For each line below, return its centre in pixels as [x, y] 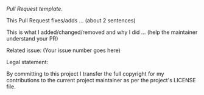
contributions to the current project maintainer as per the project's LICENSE [101, 80]
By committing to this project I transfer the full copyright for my [85, 74]
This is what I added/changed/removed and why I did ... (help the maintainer [102, 32]
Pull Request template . [34, 9]
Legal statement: [27, 62]
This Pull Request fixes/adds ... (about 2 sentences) [71, 20]
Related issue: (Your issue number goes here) [63, 50]
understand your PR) [32, 38]
